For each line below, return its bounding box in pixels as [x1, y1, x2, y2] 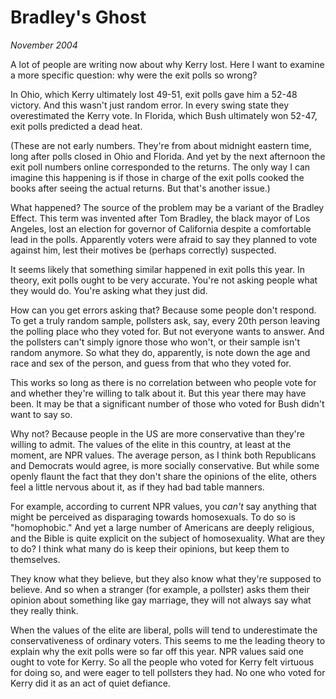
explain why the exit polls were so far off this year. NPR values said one [10, 645, 305, 657]
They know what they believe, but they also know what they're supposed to [10, 572, 322, 585]
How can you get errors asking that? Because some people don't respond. [10, 304, 317, 316]
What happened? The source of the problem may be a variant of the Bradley [10, 201, 325, 213]
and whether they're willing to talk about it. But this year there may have [10, 387, 307, 399]
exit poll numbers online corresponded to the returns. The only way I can [10, 161, 311, 173]
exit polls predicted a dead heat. [10, 120, 143, 132]
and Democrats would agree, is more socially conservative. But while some [10, 459, 320, 471]
